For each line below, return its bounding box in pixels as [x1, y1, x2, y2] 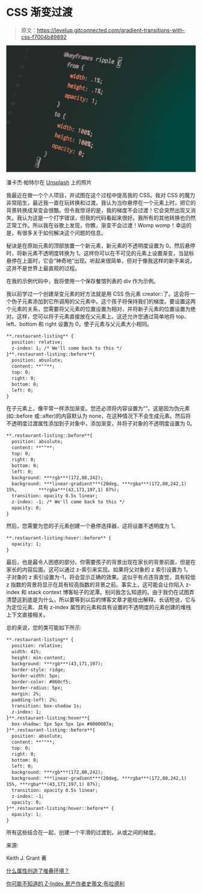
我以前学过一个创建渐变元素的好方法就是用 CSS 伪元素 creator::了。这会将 [6, 290, 190, 297]
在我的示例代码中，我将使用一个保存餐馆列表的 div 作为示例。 [6, 277, 159, 284]
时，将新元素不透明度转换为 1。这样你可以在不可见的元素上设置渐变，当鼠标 [6, 249, 194, 257]
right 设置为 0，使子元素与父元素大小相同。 [44, 320, 153, 327]
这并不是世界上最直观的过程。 [6, 265, 80, 272]
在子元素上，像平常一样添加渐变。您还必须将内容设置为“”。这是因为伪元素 [6, 404, 191, 412]
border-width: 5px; [11, 672, 61, 678]
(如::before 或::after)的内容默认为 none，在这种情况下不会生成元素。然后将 [6, 412, 191, 419]
